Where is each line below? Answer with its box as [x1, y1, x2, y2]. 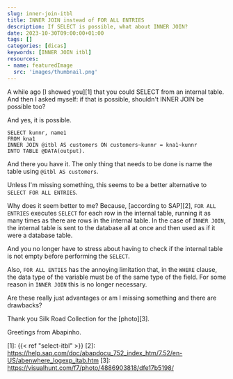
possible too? [7, 102, 46, 111]
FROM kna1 [7, 135, 36, 143]
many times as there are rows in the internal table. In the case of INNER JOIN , [7, 216, 226, 225]
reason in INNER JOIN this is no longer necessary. [7, 280, 147, 289]
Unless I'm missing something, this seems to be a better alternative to [7, 180, 207, 188]
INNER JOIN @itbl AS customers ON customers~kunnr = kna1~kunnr [7, 141, 198, 148]
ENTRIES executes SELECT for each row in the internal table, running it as [7, 209, 211, 217]
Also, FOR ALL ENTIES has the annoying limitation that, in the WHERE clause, [7, 265, 218, 273]
